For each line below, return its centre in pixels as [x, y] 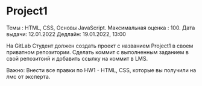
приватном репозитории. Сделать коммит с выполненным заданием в [97, 52]
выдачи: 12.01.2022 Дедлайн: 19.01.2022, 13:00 [66, 34]
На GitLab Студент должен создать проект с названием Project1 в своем [100, 46]
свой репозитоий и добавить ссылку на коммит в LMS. [77, 58]
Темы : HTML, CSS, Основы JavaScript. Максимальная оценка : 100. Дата [101, 28]
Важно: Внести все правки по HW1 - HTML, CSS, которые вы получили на [101, 70]
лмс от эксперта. [28, 76]
